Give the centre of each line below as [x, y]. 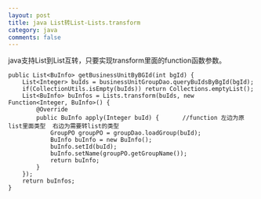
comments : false [34, 37]
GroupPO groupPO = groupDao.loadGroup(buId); [125, 133]
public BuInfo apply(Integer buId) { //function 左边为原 [140, 118]
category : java [33, 30]
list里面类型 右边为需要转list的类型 [64, 126]
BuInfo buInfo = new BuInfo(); [101, 140]
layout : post [29, 15]
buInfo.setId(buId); [83, 147]
